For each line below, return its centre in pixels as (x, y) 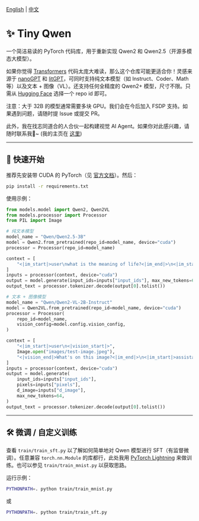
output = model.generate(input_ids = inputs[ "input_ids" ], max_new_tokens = (99, 281)
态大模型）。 (20, 58)
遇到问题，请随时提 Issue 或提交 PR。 (57, 113)
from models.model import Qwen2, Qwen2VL (58, 209)
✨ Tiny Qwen (39, 34)
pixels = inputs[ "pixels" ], (49, 385)
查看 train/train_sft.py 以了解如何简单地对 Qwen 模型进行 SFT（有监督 (95, 450)
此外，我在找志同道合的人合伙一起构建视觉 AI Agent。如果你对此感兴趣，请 (98, 126)
